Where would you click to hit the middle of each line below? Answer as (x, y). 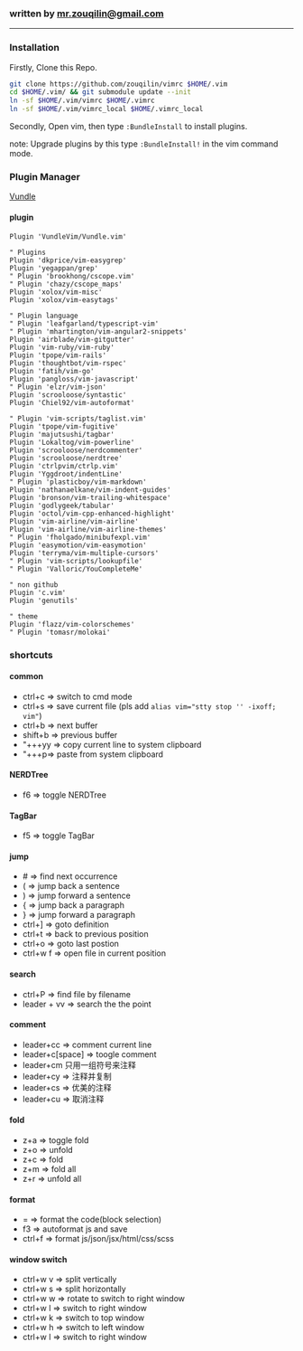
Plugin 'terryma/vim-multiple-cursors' (84, 553)
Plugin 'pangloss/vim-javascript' (74, 379)
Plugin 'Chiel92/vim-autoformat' (72, 402)
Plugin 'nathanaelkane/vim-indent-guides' (90, 490)
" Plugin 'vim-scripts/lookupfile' (76, 561)
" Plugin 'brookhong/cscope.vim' (72, 276)
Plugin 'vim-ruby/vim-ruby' (62, 347)
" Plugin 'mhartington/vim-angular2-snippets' (98, 331)
